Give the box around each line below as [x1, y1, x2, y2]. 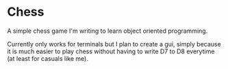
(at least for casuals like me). [7, 54, 89, 62]
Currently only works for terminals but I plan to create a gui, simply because [7, 40, 221, 48]
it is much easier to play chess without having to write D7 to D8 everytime [7, 47, 215, 55]
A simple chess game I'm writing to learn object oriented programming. [7, 27, 208, 35]
